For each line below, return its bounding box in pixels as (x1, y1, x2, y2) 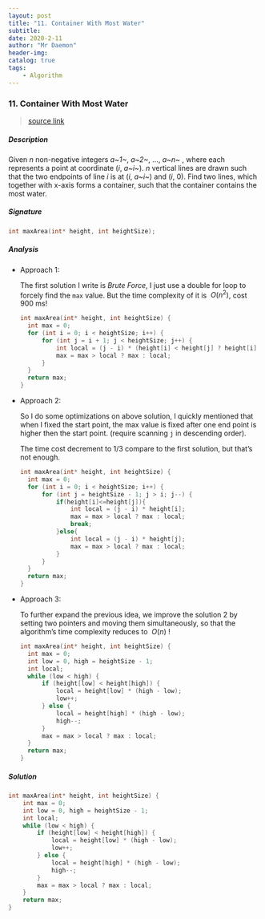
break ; (70, 520, 92, 528)
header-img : (8, 49, 48, 57)
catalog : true (8, 57, 56, 65)
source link (27, 115, 65, 125)
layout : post (8, 11, 52, 20)
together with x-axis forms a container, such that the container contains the (8, 180, 258, 189)
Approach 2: (19, 396, 62, 406)
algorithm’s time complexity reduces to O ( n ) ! (19, 627, 171, 637)
